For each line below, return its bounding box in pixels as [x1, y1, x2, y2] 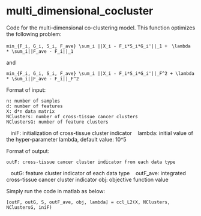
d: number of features [6, 103, 63, 109]
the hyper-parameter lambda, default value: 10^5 [6, 136, 127, 143]
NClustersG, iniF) [6, 204, 52, 211]
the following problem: [6, 30, 62, 37]
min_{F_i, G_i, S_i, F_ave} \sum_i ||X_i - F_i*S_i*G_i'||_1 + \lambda [6, 43, 191, 49]
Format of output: [6, 147, 50, 154]
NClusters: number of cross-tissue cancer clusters [6, 113, 138, 119]
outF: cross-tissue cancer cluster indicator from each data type [6, 159, 176, 165]
